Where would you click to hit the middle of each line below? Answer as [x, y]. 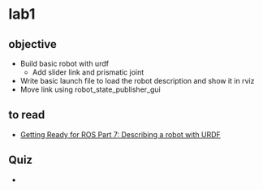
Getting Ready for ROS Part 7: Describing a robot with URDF [120, 134]
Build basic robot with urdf [65, 63]
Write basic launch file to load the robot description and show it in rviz [137, 81]
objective [32, 44]
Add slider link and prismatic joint [88, 72]
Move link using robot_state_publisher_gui [90, 89]
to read [27, 115]
